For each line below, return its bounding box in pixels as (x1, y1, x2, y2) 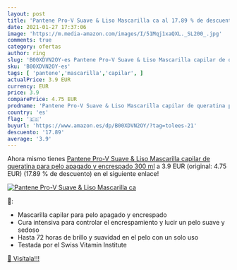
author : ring (7, 50, 46, 57)
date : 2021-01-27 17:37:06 (7, 23, 87, 30)
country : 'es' (7, 109, 49, 116)
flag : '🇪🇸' (7, 115, 42, 122)
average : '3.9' (7, 135, 52, 142)
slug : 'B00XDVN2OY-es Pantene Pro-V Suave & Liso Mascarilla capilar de (7, 57, 226, 64)
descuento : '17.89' (7, 129, 65, 136)
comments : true (7, 37, 52, 44)
